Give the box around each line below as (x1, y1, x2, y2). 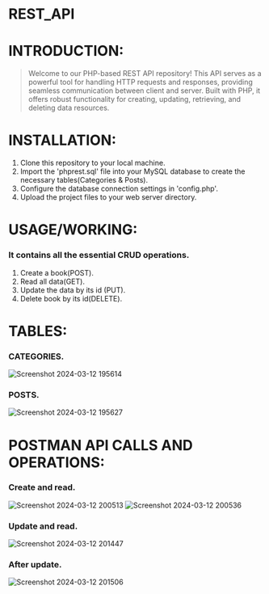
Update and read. (8, 520, 78, 532)
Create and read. (8, 482, 76, 493)
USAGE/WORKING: (8, 221, 138, 239)
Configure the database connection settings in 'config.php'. (19, 183, 218, 194)
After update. (8, 559, 62, 571)
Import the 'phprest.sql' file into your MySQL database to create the (19, 166, 246, 176)
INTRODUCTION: (8, 42, 124, 61)
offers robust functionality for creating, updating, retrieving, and (27, 95, 241, 104)
